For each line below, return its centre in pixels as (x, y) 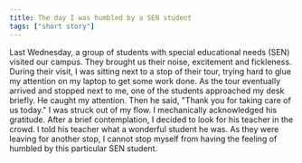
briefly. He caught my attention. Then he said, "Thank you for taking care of (150, 100)
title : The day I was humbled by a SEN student (101, 18)
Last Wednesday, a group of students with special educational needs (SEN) (150, 52)
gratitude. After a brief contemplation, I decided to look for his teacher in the (151, 120)
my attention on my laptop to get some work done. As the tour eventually (145, 81)
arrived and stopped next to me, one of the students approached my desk (147, 91)
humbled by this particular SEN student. (84, 148)
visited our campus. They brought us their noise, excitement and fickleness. (151, 62)
